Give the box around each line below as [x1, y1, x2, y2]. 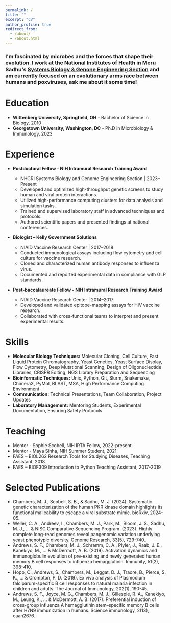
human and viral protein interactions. [20, 191, 98, 197]
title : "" [5, 12, 27, 17]
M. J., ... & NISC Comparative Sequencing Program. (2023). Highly [12, 526, 153, 532]
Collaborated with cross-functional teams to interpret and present [20, 313, 159, 319]
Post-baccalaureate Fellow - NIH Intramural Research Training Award [12, 286, 162, 293]
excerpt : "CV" [5, 17, 36, 22]
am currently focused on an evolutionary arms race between [5, 72, 159, 79]
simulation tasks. [20, 203, 56, 209]
